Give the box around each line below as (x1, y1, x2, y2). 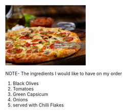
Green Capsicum (12, 91, 48, 97)
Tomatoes (12, 86, 34, 92)
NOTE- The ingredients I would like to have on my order (5, 71, 122, 76)
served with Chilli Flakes (12, 102, 64, 108)
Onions (12, 97, 28, 102)
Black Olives (12, 80, 39, 86)
